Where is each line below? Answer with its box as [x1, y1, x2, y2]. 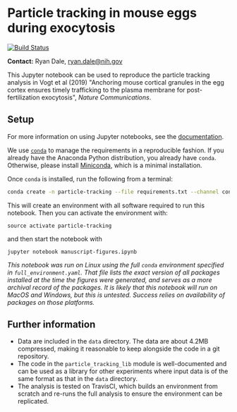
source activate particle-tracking [7, 222, 112, 229]
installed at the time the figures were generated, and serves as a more [7, 275, 212, 284]
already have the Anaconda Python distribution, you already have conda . [7, 153, 217, 162]
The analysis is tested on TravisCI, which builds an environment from [17, 382, 219, 391]
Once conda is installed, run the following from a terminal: [7, 174, 173, 183]
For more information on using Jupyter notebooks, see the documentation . [7, 132, 224, 140]
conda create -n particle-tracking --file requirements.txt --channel [7, 188, 219, 195]
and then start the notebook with [7, 234, 102, 243]
